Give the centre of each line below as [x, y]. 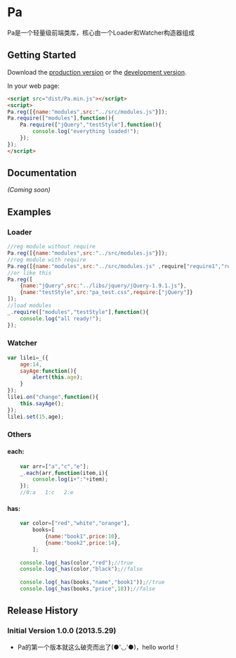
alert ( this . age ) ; [58, 377]
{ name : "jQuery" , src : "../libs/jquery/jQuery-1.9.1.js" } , [104, 286]
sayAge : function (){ [48, 371]
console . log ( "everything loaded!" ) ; [86, 132]
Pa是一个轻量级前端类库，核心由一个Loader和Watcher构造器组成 [101, 32]
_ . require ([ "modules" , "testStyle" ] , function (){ [78, 312]
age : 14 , [31, 364]
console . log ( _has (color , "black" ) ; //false [81, 569]
